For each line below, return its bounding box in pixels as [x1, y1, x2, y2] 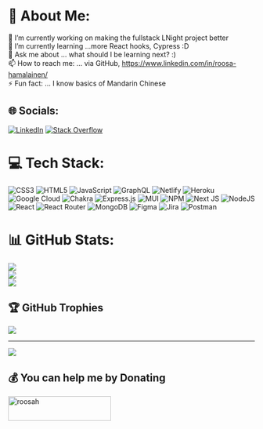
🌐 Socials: [8, 104, 59, 118]
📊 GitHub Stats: [8, 231, 115, 249]
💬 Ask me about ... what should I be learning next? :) [8, 49, 176, 59]
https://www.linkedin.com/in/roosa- [121, 58, 236, 67]
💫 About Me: [8, 7, 91, 25]
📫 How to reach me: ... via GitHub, [8, 58, 121, 67]
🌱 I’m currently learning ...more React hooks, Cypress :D [8, 41, 189, 50]
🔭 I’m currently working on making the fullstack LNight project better [8, 33, 229, 42]
